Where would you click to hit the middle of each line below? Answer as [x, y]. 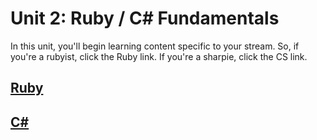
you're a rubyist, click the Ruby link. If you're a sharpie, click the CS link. [159, 56]
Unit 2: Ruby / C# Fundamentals [145, 18]
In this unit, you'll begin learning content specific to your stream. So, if [155, 46]
